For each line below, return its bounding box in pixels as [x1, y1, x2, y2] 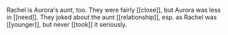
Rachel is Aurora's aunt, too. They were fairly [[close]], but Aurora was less [6, 6, 221, 14]
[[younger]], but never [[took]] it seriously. [6, 21, 128, 28]
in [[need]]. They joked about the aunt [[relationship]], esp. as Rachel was [6, 13, 218, 21]
